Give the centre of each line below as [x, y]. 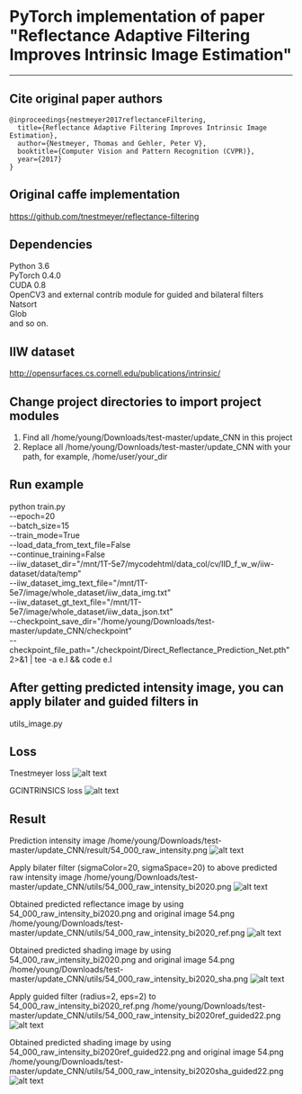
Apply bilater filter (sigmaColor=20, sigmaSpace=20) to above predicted [143, 868]
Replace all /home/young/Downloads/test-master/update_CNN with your [156, 447]
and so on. [29, 323]
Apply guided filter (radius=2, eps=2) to [83, 997]
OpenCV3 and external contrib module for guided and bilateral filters [136, 295]
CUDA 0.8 [28, 285]
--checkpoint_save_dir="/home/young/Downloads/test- [112, 621]
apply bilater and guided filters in [104, 702]
